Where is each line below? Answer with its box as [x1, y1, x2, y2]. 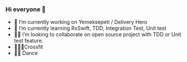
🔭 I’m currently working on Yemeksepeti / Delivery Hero [13, 19, 147, 26]
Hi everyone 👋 [5, 5, 46, 13]
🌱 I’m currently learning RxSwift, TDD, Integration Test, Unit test [13, 25, 167, 32]
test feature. [13, 37, 44, 44]
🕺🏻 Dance [13, 50, 38, 57]
